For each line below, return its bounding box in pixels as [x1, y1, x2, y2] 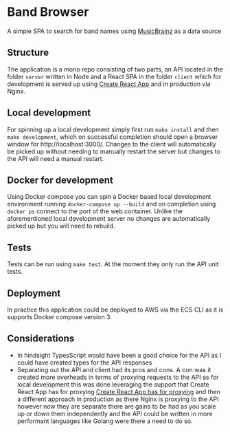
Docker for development [7, 174, 113, 186]
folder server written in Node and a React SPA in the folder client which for [7, 72, 222, 80]
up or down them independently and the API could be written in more [16, 409, 213, 418]
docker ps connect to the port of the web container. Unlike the [7, 207, 183, 215]
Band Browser [7, 4, 89, 20]
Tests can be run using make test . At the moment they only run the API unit [7, 260, 219, 268]
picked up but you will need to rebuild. [7, 222, 115, 230]
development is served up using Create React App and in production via [7, 80, 211, 88]
